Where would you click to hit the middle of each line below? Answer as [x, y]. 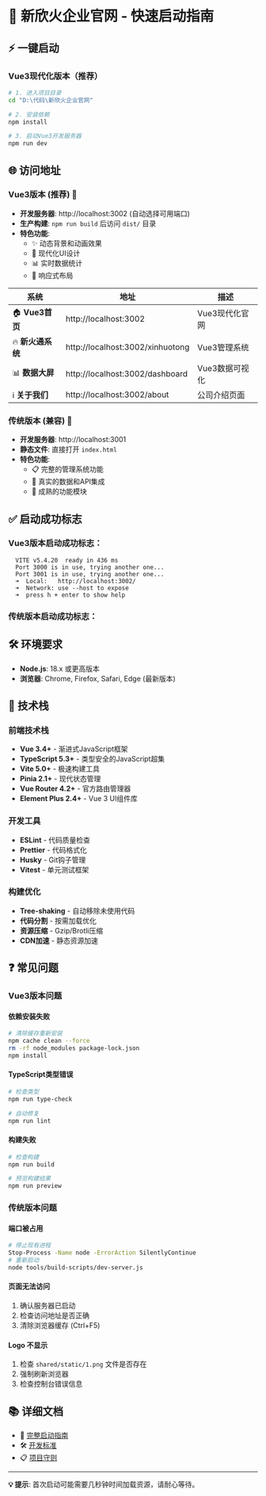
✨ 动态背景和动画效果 [67, 243]
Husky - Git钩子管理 [53, 860]
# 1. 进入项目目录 [35, 93]
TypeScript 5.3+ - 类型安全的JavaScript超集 [92, 759]
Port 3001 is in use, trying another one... [90, 574]
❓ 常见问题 [34, 968]
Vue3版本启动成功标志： [55, 544]
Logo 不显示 [28, 1345]
